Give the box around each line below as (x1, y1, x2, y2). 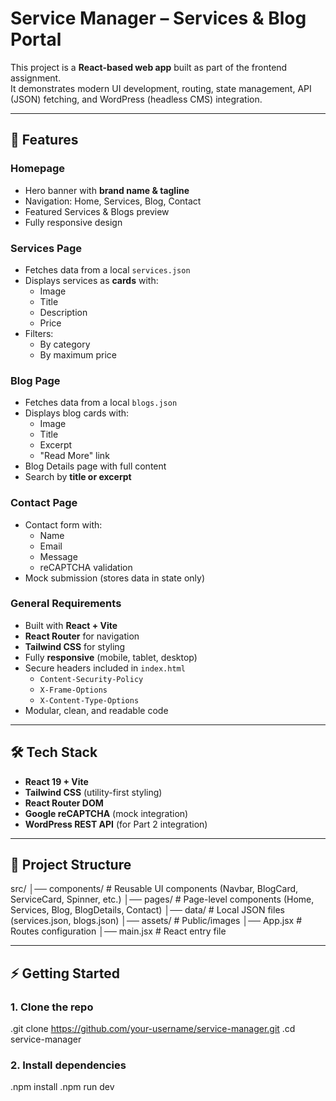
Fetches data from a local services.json (24, 263, 191, 276)
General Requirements (10, 597, 122, 611)
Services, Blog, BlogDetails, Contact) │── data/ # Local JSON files (10, 904, 285, 916)
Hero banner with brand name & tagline (24, 184, 190, 196)
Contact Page (10, 496, 78, 510)
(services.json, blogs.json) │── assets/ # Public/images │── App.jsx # (10, 915, 303, 927)
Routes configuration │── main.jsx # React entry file (10, 925, 227, 937)
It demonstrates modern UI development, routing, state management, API (10, 82, 312, 94)
